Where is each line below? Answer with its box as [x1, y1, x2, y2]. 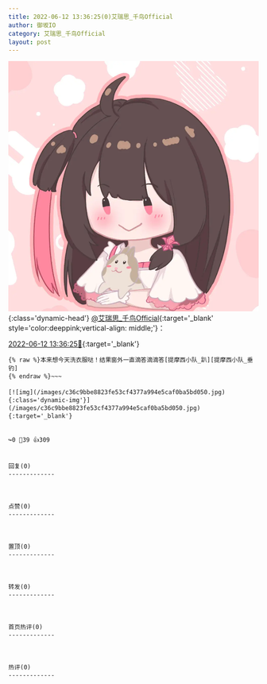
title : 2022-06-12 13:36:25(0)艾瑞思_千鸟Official [8, 13, 173, 21]
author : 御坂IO [8, 21, 56, 29]
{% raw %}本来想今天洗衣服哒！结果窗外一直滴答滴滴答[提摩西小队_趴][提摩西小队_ [8, 356, 248, 365]
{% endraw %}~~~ [8, 373, 62, 381]
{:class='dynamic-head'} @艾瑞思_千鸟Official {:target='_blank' [8, 314, 214, 323]
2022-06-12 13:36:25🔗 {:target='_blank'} [8, 339, 140, 349]
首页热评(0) [8, 624, 44, 632]
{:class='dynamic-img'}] [8, 396, 91, 404]
